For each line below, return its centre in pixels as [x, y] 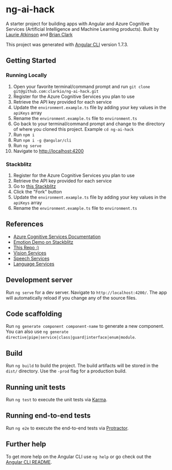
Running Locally [26, 75]
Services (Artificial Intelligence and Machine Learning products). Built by [82, 29]
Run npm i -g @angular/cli [42, 140]
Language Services [34, 264]
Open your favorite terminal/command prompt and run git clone [82, 86]
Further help [26, 444]
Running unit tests [36, 387]
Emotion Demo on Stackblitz [43, 242]
